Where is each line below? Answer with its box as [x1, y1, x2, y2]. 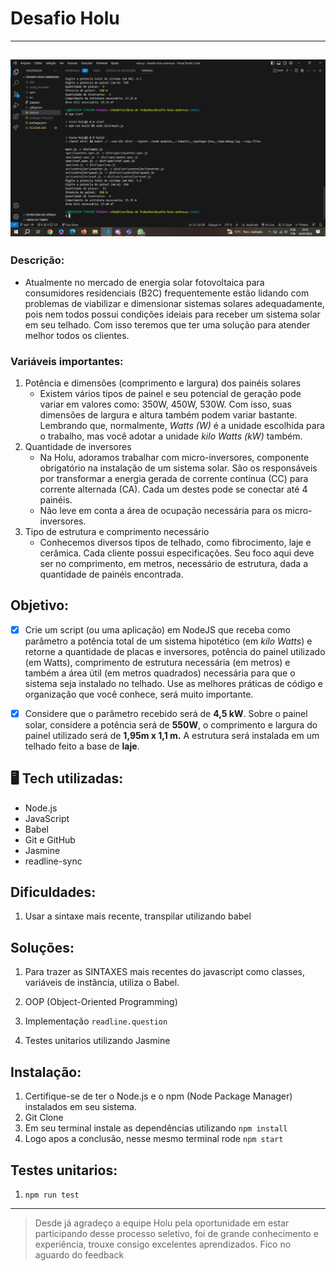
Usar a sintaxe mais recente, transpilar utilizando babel [24, 910, 252, 922]
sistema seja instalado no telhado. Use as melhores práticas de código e [24, 677, 323, 689]
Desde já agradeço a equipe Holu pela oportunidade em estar [34, 1217, 290, 1229]
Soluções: [10, 939, 75, 956]
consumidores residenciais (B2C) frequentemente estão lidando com [24, 287, 310, 299]
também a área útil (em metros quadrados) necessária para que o [24, 667, 296, 679]
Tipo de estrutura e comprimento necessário [24, 525, 210, 537]
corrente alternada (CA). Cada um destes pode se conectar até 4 [39, 483, 308, 495]
